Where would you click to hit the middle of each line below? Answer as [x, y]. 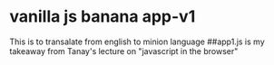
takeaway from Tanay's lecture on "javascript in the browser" [124, 51]
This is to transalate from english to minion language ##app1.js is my [137, 42]
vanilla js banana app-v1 [103, 17]
